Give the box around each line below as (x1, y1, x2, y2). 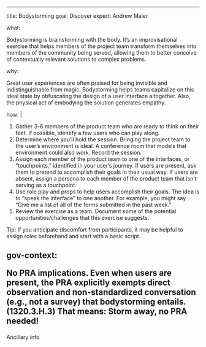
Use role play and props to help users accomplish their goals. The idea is (15, 188, 200, 195)
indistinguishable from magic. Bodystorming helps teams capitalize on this (6, 86, 194, 93)
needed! (6, 316, 39, 326)
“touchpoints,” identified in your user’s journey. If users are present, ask (15, 162, 197, 169)
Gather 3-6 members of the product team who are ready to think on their (15, 123, 199, 130)
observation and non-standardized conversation (6, 287, 196, 298)
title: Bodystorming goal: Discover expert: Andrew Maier (6, 12, 148, 19)
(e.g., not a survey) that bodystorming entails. (6, 297, 186, 307)
